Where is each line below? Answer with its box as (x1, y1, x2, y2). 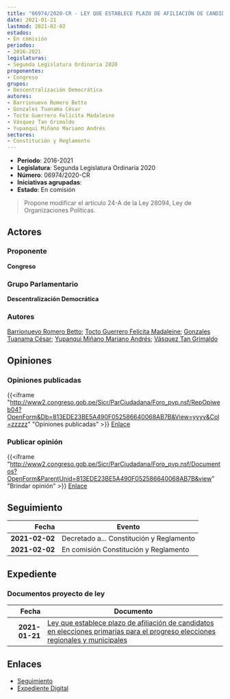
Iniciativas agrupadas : (16, 178, 82, 187)
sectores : (7, 131, 36, 138)
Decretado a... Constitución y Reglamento (61, 534, 195, 543)
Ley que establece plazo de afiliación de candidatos (47, 618, 214, 628)
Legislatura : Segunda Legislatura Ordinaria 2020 (16, 164, 156, 172)
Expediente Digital (16, 684, 68, 692)
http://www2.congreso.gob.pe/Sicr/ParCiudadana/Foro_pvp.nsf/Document (10, 460, 221, 469)
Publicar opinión (7, 437, 63, 447)
